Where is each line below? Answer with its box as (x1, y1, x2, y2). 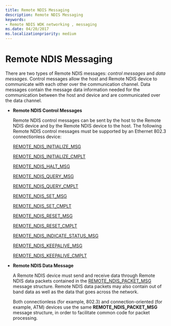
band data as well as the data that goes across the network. (12, 289, 139, 295)
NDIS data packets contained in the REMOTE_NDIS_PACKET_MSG (12, 277, 152, 284)
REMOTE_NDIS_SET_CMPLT (12, 203, 72, 209)
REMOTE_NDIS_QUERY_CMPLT (12, 183, 79, 189)
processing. (12, 315, 38, 321)
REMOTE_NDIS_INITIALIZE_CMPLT (12, 153, 86, 159)
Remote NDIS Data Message (12, 262, 74, 269)
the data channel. (5, 97, 42, 103)
